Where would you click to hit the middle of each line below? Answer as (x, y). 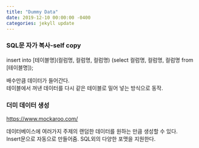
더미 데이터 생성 (28, 105)
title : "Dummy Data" (32, 12)
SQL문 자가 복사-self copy (44, 45)
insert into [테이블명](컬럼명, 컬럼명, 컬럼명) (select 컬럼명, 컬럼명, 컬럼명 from (100, 60)
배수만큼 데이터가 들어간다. (38, 80)
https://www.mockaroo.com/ (42, 118)
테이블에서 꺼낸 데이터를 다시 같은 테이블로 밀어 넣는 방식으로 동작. (85, 88)
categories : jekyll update (40, 23)
